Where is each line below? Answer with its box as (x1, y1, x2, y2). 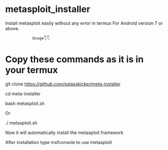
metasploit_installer (5, 4, 91, 15)
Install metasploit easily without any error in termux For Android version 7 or (5, 20, 163, 26)
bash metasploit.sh (5, 100, 45, 106)
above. (5, 25, 20, 31)
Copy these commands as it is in (5, 54, 144, 65)
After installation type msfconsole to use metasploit (5, 139, 112, 145)
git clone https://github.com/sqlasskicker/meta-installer (5, 81, 121, 87)
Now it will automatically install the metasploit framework (5, 129, 124, 135)
